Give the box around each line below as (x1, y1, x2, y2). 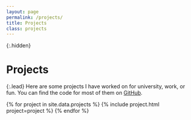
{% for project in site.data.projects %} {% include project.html (6, 101, 160, 108)
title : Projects (6, 20, 47, 26)
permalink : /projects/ (6, 14, 63, 20)
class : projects (6, 25, 47, 32)
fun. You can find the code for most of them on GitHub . (6, 89, 143, 97)
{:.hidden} (6, 42, 31, 49)
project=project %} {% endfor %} (6, 107, 89, 115)
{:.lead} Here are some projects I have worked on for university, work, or (6, 83, 185, 90)
